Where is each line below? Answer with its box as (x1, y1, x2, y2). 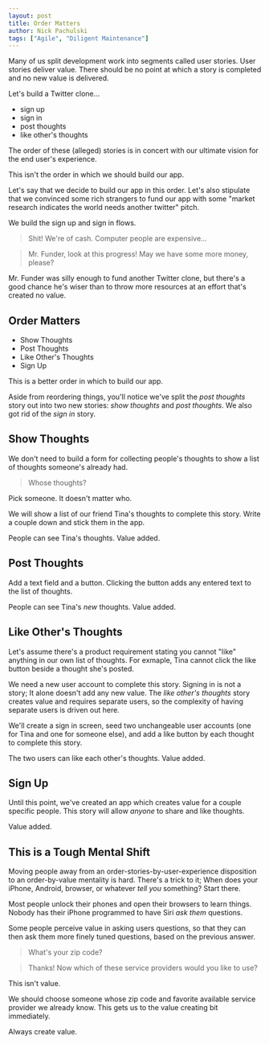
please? (27, 258, 55, 268)
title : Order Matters (8, 19, 81, 27)
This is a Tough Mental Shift (8, 845, 151, 859)
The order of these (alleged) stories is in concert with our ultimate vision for (8, 146, 259, 155)
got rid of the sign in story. (8, 409, 96, 419)
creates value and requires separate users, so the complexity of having (8, 697, 243, 706)
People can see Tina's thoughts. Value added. (8, 532, 161, 543)
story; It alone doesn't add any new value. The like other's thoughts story (8, 688, 251, 697)
